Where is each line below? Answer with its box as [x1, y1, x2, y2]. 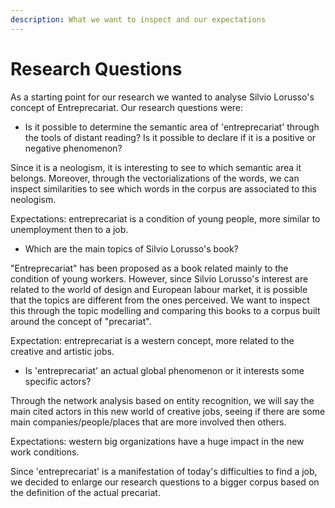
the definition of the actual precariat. [10, 486, 161, 498]
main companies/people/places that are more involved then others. [10, 416, 287, 428]
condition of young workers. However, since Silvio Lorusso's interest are [10, 272, 309, 285]
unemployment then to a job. [10, 223, 129, 235]
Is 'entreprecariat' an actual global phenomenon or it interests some [24, 364, 305, 376]
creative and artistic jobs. [10, 345, 115, 357]
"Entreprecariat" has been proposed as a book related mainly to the [10, 262, 289, 274]
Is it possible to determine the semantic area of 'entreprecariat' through [24, 121, 320, 133]
